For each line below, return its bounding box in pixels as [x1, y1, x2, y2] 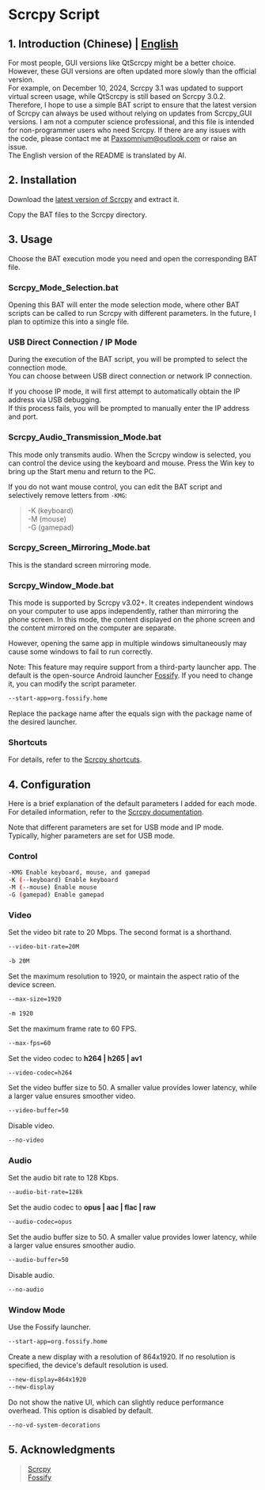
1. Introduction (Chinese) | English [8, 37, 179, 51]
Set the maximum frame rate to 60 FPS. [8, 1024, 137, 1033]
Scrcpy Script [8, 6, 100, 24]
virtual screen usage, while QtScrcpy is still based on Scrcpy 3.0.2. [8, 92, 226, 101]
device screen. [8, 979, 57, 989]
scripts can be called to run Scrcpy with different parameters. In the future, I [8, 308, 256, 317]
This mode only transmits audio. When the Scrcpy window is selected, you [8, 450, 252, 459]
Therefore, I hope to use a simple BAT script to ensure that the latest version [8, 101, 257, 109]
